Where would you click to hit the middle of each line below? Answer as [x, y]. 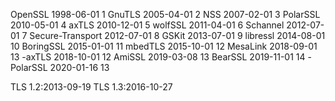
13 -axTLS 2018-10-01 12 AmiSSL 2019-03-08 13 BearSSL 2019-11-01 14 [158, 57]
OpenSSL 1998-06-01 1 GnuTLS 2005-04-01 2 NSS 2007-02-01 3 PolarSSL [165, 14]
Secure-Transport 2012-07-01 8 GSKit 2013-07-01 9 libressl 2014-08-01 [177, 35]
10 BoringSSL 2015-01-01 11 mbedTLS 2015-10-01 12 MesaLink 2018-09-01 [164, 46]
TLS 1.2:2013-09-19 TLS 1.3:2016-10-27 [91, 87]
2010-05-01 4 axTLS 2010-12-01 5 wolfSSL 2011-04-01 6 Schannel [147, 25]
